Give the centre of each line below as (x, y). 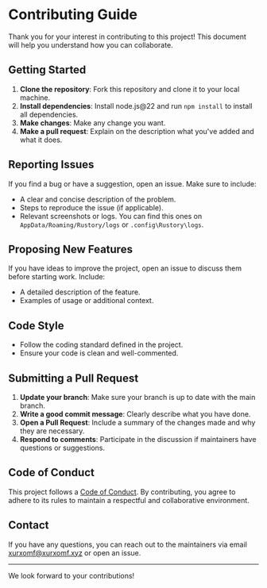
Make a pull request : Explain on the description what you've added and (137, 131)
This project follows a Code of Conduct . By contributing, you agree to (122, 492)
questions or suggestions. (62, 448)
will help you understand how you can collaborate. (91, 44)
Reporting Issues (51, 165)
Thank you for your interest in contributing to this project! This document (127, 37)
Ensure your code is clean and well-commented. (99, 353)
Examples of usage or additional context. (87, 301)
